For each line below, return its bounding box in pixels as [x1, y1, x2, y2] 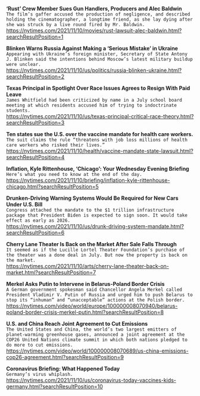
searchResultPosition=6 [6, 229, 65, 236]
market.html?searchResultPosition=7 [6, 269, 96, 276]
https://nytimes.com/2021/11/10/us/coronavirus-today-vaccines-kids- [6, 377, 177, 384]
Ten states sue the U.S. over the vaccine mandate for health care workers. [6, 131, 193, 137]
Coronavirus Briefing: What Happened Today [6, 365, 120, 372]
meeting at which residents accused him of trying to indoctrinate [6, 102, 177, 108]
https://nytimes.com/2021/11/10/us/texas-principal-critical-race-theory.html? [6, 113, 194, 120]
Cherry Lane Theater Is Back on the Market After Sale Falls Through [6, 241, 177, 247]
